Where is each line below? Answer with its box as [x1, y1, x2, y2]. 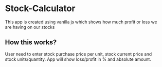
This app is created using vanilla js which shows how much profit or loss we [5, 19, 157, 25]
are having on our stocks [5, 24, 55, 30]
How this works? [5, 38, 57, 47]
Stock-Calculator [5, 3, 75, 14]
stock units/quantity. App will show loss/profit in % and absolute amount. [5, 56, 151, 62]
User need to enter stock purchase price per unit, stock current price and [5, 51, 152, 57]
